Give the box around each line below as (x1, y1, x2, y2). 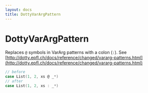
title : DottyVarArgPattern (5, 12, 61, 17)
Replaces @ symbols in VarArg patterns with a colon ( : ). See (5, 49, 127, 55)
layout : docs (5, 7, 32, 12)
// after (5, 79, 23, 84)
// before (5, 70, 26, 75)
